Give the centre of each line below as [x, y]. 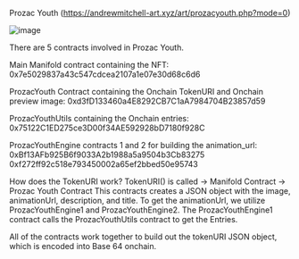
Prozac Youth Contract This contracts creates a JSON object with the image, [150, 191]
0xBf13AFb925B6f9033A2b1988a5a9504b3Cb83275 [107, 155]
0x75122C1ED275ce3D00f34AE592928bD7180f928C [107, 128]
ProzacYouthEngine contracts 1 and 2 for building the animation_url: [133, 145]
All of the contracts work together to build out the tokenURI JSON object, [143, 237]
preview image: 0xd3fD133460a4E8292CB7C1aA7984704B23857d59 [137, 101]
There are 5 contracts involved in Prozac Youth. [97, 47]
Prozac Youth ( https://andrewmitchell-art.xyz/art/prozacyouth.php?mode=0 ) [150, 13]
